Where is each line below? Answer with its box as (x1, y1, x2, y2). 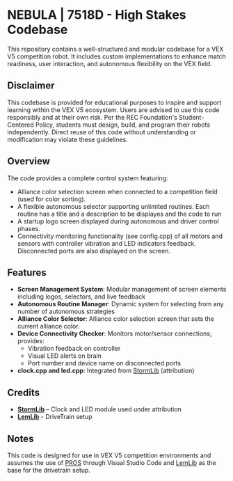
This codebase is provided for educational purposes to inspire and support (7, 98, 222, 107)
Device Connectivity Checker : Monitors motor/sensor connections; (17, 329, 212, 338)
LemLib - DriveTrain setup (17, 413, 93, 421)
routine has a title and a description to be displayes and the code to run (17, 210, 222, 218)
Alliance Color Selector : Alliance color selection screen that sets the (17, 315, 214, 323)
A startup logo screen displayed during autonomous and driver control (17, 216, 219, 226)
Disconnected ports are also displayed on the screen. (17, 246, 170, 255)
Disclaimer (7, 80, 55, 92)
